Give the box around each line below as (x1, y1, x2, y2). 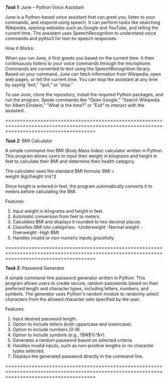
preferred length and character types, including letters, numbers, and (5, 286, 149, 291)
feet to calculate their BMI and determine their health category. (5, 158, 136, 164)
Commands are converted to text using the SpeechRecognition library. (5, 66, 151, 72)
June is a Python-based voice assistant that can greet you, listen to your (5, 14, 155, 20)
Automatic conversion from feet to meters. (12, 214, 101, 219)
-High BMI (37, 229, 59, 235)
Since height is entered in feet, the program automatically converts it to (5, 183, 152, 189)
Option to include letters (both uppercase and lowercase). (12, 321, 132, 327)
